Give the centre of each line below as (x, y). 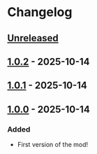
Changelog (40, 12)
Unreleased (33, 38)
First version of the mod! (53, 145)
